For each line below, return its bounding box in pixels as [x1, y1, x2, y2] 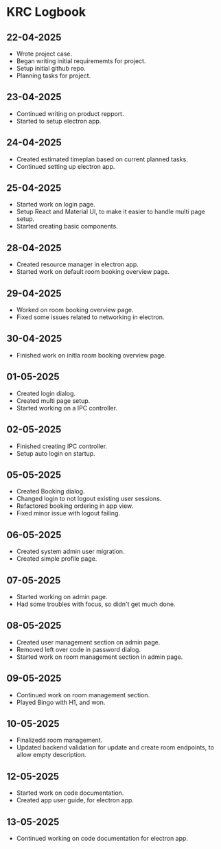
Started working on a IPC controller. [16, 404, 118, 412]
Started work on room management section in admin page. [16, 653, 183, 661]
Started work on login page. [16, 200, 95, 209]
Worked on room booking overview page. [16, 306, 134, 314]
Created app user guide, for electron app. [16, 796, 135, 804]
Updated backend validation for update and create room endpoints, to [16, 743, 214, 752]
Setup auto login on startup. [16, 449, 95, 457]
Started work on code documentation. [16, 789, 124, 797]
